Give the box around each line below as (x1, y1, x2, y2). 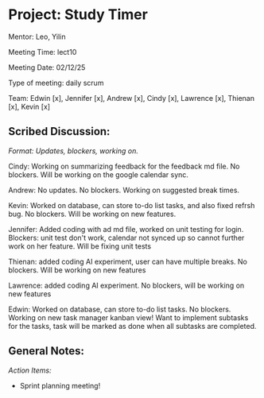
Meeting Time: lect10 (8, 47, 77, 56)
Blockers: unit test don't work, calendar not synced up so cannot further (8, 233, 245, 242)
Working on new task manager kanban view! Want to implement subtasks (8, 312, 249, 323)
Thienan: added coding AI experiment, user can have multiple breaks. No (8, 257, 248, 266)
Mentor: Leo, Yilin (8, 32, 66, 41)
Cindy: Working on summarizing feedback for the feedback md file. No (8, 161, 240, 171)
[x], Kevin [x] (8, 102, 50, 111)
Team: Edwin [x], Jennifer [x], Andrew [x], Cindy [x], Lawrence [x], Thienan (8, 93, 254, 102)
